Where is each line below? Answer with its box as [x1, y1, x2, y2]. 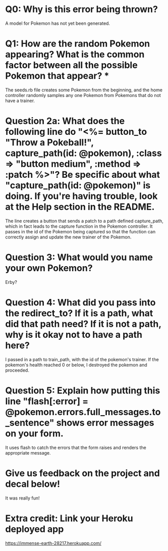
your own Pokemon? [5, 263, 93, 274]
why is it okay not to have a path [5, 329, 143, 340]
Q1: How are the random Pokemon [5, 38, 150, 49]
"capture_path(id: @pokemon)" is [5, 180, 151, 191]
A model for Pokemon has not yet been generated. [5, 20, 110, 26]
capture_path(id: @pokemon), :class [5, 147, 162, 159]
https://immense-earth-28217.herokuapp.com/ [5, 540, 102, 546]
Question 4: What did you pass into [5, 296, 156, 308]
